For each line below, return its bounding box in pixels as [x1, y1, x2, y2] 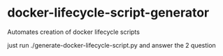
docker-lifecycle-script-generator [7, 5, 210, 21]
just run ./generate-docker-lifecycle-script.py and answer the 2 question [7, 41, 217, 49]
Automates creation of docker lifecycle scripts [7, 28, 140, 36]
